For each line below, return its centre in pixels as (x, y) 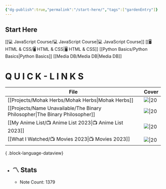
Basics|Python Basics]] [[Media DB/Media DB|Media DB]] (63, 56)
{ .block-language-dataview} (34, 153)
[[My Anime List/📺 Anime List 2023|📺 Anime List (65, 123)
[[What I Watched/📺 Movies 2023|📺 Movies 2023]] (69, 139)
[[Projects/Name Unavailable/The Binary (55, 108)
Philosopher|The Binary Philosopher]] (51, 114)
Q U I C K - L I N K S (44, 76)
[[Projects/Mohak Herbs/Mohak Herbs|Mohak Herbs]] (71, 100)
